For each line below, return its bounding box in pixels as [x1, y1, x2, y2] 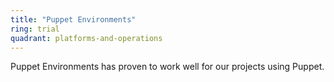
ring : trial [10, 24, 60, 34]
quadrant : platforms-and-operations [10, 33, 163, 43]
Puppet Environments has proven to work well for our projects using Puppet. [10, 61, 325, 73]
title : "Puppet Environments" [10, 14, 137, 25]
